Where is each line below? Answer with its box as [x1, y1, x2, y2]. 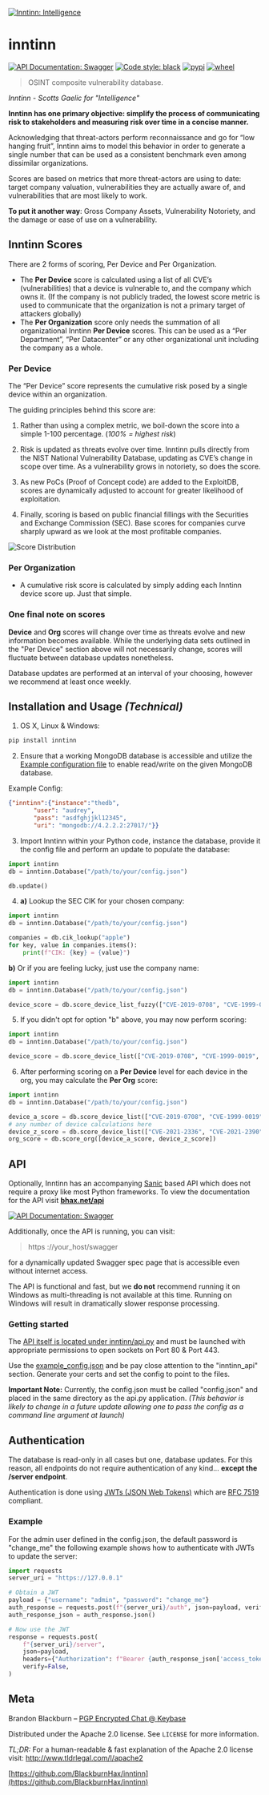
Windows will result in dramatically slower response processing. [8, 1298, 220, 1309]
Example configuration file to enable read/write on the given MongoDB [19, 759, 253, 769]
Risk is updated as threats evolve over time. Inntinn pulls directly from [19, 445, 250, 454]
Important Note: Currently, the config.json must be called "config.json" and [8, 1385, 259, 1395]
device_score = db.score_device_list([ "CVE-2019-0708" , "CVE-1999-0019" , [8, 1052, 260, 1060]
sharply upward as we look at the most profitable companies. [19, 527, 222, 537]
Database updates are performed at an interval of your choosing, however [8, 668, 253, 678]
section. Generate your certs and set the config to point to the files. [8, 1370, 231, 1379]
